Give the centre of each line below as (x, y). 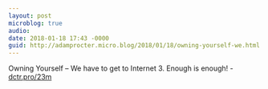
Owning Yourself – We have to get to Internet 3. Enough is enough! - (121, 68)
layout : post (30, 16)
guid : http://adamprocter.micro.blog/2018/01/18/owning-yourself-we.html (134, 46)
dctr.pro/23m (30, 77)
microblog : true (35, 23)
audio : (19, 30)
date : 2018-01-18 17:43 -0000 (59, 38)
